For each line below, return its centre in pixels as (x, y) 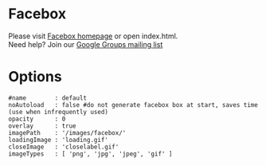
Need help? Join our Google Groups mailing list (86, 44)
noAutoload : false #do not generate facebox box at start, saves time (133, 105)
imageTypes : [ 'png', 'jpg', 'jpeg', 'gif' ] (90, 154)
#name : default (48, 98)
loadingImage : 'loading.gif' (59, 140)
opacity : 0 (37, 119)
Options (35, 77)
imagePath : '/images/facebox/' (67, 132)
